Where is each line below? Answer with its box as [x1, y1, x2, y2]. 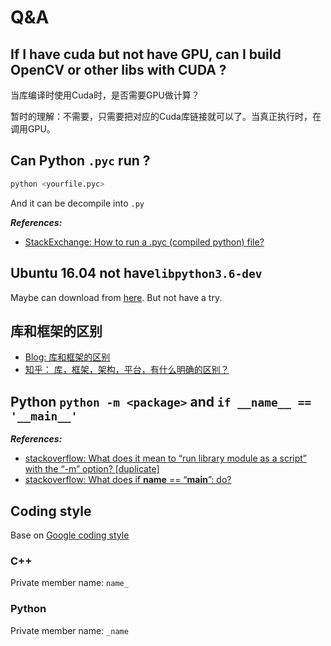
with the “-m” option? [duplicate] [24, 463, 160, 475]
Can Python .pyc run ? [10, 152, 151, 170]
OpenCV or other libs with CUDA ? [10, 61, 227, 78]
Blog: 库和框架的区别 [24, 351, 111, 363]
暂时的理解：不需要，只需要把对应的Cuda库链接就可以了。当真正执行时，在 [10, 111, 322, 122]
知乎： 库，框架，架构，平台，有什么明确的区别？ [24, 364, 230, 376]
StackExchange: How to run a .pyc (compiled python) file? [24, 236, 265, 248]
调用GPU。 [10, 123, 56, 135]
